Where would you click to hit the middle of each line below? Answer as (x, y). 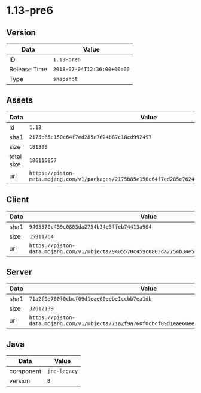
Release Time (28, 69)
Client (18, 199)
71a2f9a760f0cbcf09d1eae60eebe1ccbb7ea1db (90, 299)
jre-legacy (63, 371)
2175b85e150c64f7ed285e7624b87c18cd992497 (90, 137)
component (25, 371)
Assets (19, 100)
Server (19, 272)
